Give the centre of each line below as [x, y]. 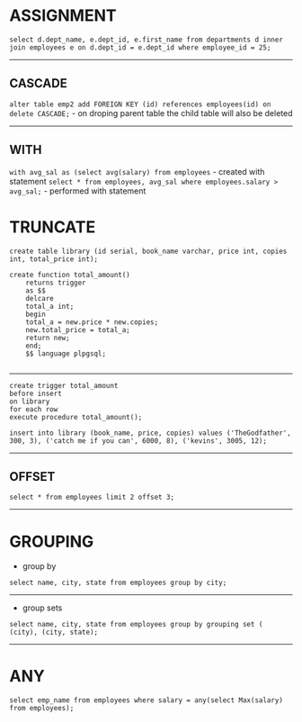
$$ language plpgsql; [66, 353]
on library [30, 402]
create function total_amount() [70, 275]
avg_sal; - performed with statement [78, 191]
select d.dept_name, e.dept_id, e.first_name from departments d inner [146, 40]
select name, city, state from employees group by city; [118, 583]
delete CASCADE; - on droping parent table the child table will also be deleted [151, 113]
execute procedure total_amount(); [76, 417]
